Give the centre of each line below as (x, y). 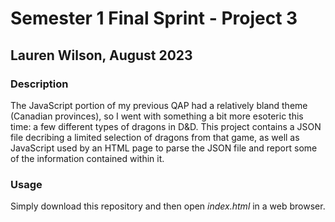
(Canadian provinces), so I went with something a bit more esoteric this (157, 116)
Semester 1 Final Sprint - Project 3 (154, 18)
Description (39, 84)
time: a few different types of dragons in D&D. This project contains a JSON (166, 126)
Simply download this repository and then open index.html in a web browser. (168, 206)
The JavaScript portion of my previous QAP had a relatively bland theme (159, 105)
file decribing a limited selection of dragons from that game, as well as (155, 137)
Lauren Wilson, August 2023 (101, 55)
